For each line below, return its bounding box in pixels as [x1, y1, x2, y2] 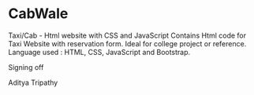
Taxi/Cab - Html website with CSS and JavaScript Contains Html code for [8, 31, 247, 40]
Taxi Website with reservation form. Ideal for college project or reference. [8, 38, 247, 48]
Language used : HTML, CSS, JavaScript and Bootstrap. [8, 47, 191, 57]
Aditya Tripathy [8, 78, 58, 87]
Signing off [8, 62, 44, 71]
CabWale [8, 5, 69, 23]
